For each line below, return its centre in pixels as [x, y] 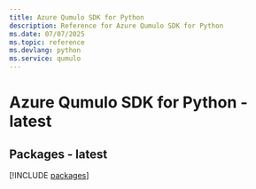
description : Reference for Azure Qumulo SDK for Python [116, 26]
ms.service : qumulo [45, 59]
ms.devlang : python [45, 51]
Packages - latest [58, 154]
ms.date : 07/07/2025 [47, 34]
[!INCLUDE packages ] [49, 175]
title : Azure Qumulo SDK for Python [77, 17]
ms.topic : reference [47, 42]
